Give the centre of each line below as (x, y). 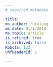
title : (12, 19)
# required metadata (27, 10)
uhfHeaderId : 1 (21, 52)
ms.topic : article (24, 33)
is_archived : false (26, 43)
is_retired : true (23, 38)
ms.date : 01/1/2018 (26, 28)
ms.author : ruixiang (27, 24)
